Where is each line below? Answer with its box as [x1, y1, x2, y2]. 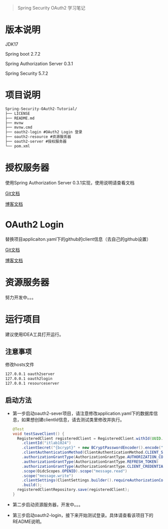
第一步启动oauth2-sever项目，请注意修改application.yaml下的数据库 [12, 410, 154, 416]
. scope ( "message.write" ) [22, 473, 74, 478]
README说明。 [12, 518, 45, 524]
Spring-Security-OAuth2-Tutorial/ [5, 106, 78, 111]
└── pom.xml [5, 143, 30, 148]
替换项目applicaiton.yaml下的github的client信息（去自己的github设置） [5, 236, 151, 242]
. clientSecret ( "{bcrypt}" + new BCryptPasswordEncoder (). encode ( [22, 445, 161, 450]
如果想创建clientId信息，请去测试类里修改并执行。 [21, 416, 124, 423]
